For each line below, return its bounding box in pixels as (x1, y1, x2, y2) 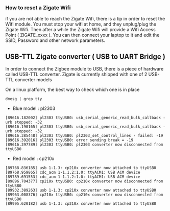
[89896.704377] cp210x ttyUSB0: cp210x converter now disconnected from (5, 179, 163, 184)
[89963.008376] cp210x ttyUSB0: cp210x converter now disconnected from (5, 192, 163, 198)
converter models (14, 77, 52, 83)
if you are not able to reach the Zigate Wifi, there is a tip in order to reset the (5, 16, 165, 22)
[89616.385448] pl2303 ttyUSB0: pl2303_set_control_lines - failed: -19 (5, 133, 163, 138)
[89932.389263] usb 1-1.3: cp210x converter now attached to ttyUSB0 (5, 188, 157, 193)
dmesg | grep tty (5, 97, 42, 102)
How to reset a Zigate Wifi (5, 4, 71, 11)
